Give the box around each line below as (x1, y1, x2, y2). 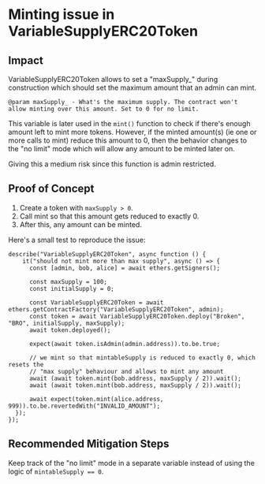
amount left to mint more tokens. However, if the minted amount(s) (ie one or (8, 128, 257, 136)
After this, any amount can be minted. (19, 219, 142, 229)
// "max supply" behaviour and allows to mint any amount (28, 367, 224, 375)
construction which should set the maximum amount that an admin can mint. (8, 83, 257, 92)
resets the (8, 360, 44, 368)
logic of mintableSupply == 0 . (8, 467, 104, 476)
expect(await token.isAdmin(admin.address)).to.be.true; (28, 340, 221, 348)
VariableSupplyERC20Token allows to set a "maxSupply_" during (8, 75, 218, 84)
